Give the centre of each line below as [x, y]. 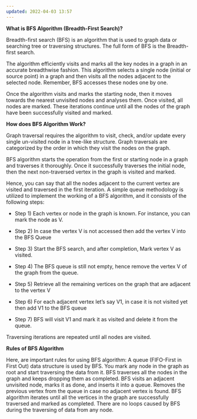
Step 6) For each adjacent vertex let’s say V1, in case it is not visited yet [101, 301]
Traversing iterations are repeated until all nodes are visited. [79, 337]
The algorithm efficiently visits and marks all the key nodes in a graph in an [97, 64]
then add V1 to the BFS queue [51, 308]
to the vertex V [33, 290]
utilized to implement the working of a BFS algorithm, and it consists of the [96, 195]
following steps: [25, 202]
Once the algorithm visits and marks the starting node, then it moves [89, 94]
